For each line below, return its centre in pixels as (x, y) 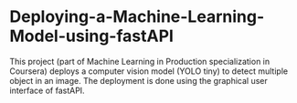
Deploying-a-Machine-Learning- (137, 17)
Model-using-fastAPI (91, 36)
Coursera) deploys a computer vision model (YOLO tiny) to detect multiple (149, 71)
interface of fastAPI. (47, 90)
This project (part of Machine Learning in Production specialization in (140, 61)
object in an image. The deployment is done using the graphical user (138, 80)
